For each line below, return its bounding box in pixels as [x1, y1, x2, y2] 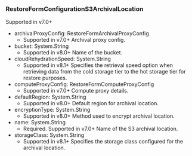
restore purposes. [23, 74, 67, 82]
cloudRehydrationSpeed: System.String [14, 56, 112, 63]
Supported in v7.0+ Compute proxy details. [23, 87, 129, 94]
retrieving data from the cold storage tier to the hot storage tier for [23, 68, 186, 75]
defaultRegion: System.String [14, 93, 86, 100]
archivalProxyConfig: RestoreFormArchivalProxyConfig [14, 30, 150, 37]
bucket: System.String [14, 42, 69, 50]
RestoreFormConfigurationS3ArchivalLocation [5, 5, 144, 13]
